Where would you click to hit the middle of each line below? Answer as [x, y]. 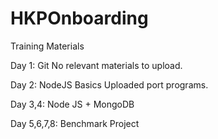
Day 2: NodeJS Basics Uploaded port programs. [109, 84]
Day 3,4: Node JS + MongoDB [72, 104]
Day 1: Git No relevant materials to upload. [96, 65]
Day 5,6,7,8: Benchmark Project [75, 123]
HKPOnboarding [79, 18]
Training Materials [47, 46]
